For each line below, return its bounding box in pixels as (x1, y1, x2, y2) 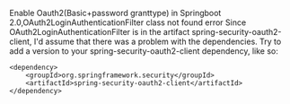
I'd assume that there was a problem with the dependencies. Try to (33, 36, 282, 47)
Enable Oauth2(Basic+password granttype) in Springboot (9, 8, 222, 18)
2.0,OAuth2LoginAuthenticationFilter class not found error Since (9, 17, 247, 28)
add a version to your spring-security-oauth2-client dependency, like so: (9, 46, 278, 56)
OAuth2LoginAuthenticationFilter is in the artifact (9, 27, 190, 37)
